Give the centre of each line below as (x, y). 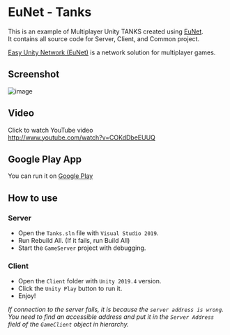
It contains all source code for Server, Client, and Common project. (104, 38)
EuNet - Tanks (50, 12)
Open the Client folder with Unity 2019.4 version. (90, 281)
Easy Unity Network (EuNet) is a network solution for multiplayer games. (112, 52)
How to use (33, 198)
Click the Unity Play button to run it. (70, 289)
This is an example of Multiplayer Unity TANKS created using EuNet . (106, 31)
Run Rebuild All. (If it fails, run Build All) (74, 241)
